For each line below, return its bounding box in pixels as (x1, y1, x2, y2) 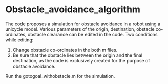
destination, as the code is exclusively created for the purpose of (12, 57, 150, 64)
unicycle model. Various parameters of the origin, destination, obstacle (5, 26, 155, 32)
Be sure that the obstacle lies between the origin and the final (12, 52, 142, 58)
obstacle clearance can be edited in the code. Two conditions (27, 31, 158, 37)
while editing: (5, 37, 34, 43)
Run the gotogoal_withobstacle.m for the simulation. (5, 73, 115, 79)
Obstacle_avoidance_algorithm (5, 4, 141, 15)
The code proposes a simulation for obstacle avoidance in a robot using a (5, 20, 160, 27)
